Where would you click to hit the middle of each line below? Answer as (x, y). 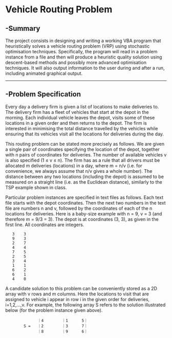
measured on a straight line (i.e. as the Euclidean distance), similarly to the (84, 182)
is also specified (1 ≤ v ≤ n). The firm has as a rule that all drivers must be (83, 160)
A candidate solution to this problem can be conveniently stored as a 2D (81, 288)
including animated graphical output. (44, 73)
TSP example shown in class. (36, 187)
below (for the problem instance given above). (54, 310)
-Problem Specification (43, 94)
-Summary (23, 28)
